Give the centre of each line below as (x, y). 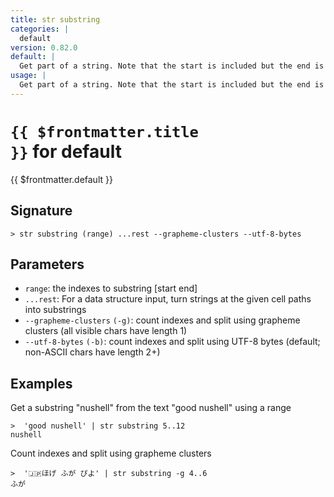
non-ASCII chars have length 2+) (92, 352)
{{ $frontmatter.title (104, 131)
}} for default (66, 151)
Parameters (47, 264)
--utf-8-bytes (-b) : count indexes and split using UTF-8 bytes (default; (172, 342)
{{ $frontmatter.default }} (61, 179)
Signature (41, 211)
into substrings (55, 310)
